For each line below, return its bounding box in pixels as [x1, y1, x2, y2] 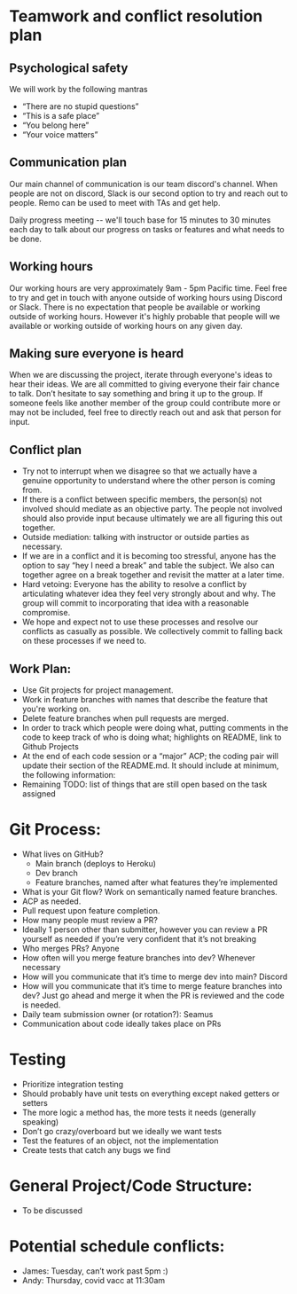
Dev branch [35, 867, 78, 878]
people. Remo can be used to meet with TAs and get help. [9, 197, 221, 208]
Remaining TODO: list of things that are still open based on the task [21, 779, 268, 790]
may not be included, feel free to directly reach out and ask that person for [9, 407, 282, 418]
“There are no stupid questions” [21, 101, 139, 112]
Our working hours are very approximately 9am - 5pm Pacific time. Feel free [9, 282, 288, 294]
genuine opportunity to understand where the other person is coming [21, 475, 276, 486]
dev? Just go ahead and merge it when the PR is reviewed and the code [21, 991, 285, 1000]
